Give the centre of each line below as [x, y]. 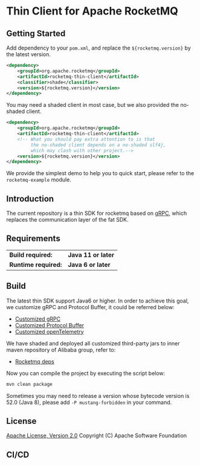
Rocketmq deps [34, 361]
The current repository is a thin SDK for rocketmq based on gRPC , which [97, 213]
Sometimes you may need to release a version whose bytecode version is [98, 396]
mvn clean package [29, 384]
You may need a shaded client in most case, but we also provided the [93, 105]
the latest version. [29, 54]
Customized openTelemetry [49, 332]
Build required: [31, 255]
